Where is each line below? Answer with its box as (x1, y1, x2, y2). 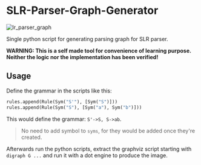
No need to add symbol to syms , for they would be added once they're (21, 127, 196, 134)
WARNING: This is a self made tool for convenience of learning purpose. (6, 47, 192, 54)
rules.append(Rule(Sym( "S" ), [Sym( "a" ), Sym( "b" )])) (6, 104, 142, 111)
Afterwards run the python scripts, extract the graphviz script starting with (6, 145, 192, 152)
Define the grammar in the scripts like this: (6, 87, 112, 94)
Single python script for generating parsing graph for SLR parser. (6, 35, 168, 42)
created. (21, 134, 42, 141)
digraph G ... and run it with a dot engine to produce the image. (6, 152, 168, 159)
